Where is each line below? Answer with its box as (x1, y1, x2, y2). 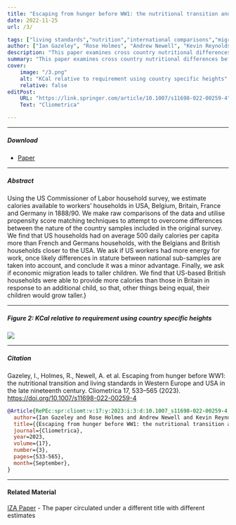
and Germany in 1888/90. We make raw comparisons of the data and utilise (7, 209, 225, 217)
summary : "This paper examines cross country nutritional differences (7, 56, 218, 63)
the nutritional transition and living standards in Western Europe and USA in (7, 379, 225, 387)
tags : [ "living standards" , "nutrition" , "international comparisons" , (7, 36, 216, 43)
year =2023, (13, 434, 46, 441)
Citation (7, 354, 32, 362)
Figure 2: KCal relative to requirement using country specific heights (7, 313, 212, 322)
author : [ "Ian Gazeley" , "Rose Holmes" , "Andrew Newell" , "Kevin (7, 43, 202, 50)
